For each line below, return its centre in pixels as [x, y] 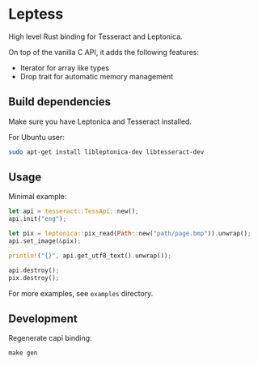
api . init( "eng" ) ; [38, 219]
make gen [23, 353]
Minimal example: [38, 197]
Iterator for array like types [65, 68]
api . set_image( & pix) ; [45, 241]
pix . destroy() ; [34, 278]
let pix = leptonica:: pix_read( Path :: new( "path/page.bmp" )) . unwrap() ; [130, 234]
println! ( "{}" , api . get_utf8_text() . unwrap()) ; [90, 256]
